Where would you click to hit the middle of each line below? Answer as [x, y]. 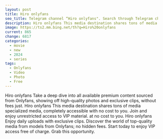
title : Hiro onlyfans [27, 14]
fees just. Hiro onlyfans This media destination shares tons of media [73, 106]
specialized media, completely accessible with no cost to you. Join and [76, 111]
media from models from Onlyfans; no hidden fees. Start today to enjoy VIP [80, 126]
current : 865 [18, 32]
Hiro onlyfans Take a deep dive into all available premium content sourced [79, 95]
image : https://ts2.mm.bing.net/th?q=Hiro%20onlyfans [61, 28]
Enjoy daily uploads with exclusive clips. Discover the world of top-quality [79, 121]
